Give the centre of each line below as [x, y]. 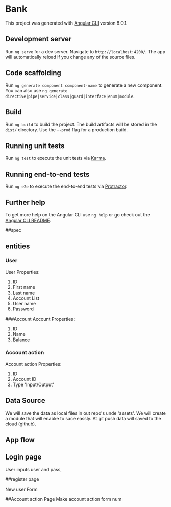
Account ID [25, 379]
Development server [39, 39]
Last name [24, 293]
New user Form [21, 489]
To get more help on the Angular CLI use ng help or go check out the [78, 214]
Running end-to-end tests [47, 174]
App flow [20, 440]
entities [18, 246]
